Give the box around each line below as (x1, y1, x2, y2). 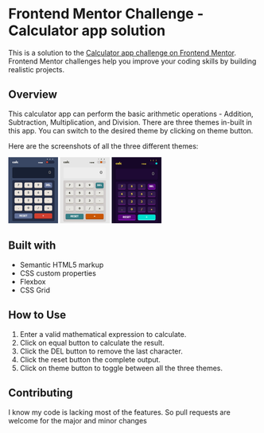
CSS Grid (19, 285, 50, 295)
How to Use (8, 308, 67, 322)
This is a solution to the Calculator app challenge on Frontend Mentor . (8, 48, 237, 57)
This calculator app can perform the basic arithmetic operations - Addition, (8, 109, 254, 118)
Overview (8, 88, 58, 102)
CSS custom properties (19, 268, 97, 278)
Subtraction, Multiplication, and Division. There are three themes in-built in (8, 117, 253, 127)
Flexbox (19, 276, 46, 286)
